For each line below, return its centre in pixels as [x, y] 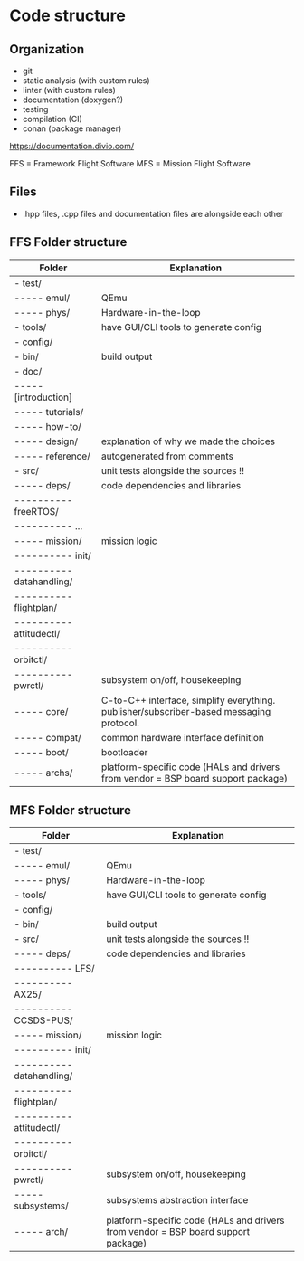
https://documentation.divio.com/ [71, 146]
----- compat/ [47, 737]
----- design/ [46, 441]
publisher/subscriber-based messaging [186, 711]
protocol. [120, 723]
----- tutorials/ [49, 412]
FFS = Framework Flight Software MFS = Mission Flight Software [130, 163]
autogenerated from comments [167, 456]
